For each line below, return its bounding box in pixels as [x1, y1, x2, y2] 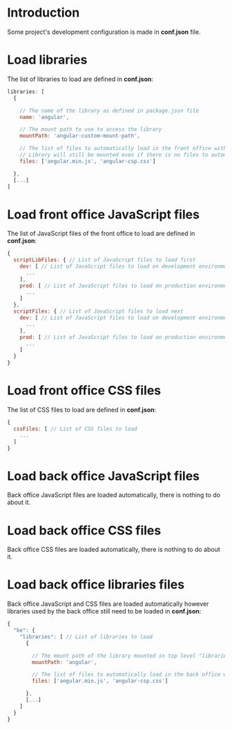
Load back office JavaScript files [7, 468, 200, 483]
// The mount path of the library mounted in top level [32, 652, 196, 659]
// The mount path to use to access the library [19, 126, 162, 133]
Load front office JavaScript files [7, 206, 200, 222]
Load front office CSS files [7, 382, 161, 398]
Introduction [7, 5, 80, 21]
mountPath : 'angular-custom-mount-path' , [19, 133, 140, 140]
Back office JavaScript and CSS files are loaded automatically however [7, 600, 209, 608]
